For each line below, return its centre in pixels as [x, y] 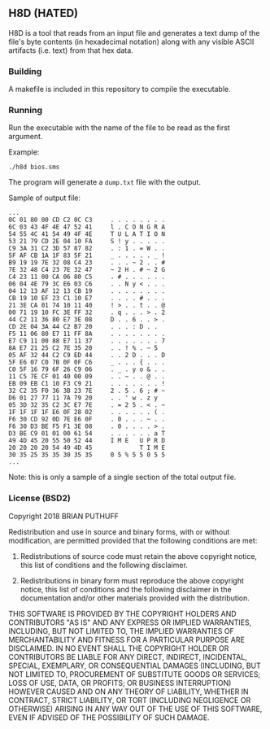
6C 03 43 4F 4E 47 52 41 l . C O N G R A [87, 227]
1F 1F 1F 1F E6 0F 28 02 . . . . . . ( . [87, 413]
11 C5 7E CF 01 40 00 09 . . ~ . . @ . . [87, 377]
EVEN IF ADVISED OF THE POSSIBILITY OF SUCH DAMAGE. [109, 717]
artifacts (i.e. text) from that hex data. [71, 50]
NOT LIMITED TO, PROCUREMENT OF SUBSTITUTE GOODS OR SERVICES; [135, 674]
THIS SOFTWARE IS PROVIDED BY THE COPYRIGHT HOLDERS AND [123, 613]
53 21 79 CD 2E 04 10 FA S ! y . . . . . [87, 242]
